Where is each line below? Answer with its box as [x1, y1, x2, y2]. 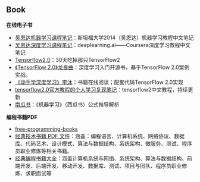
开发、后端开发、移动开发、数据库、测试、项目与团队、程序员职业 [20, 162, 182, 169]
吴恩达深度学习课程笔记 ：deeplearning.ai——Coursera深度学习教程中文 [14, 41, 190, 48]
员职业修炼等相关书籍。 [14, 147, 73, 154]
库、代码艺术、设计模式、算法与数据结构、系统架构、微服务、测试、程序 [14, 140, 192, 147]
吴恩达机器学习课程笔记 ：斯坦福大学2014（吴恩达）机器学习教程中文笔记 [14, 34, 194, 41]
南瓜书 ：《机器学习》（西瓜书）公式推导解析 [14, 101, 120, 108]
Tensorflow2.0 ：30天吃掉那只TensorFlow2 [14, 56, 120, 63]
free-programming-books [14, 125, 79, 133]
